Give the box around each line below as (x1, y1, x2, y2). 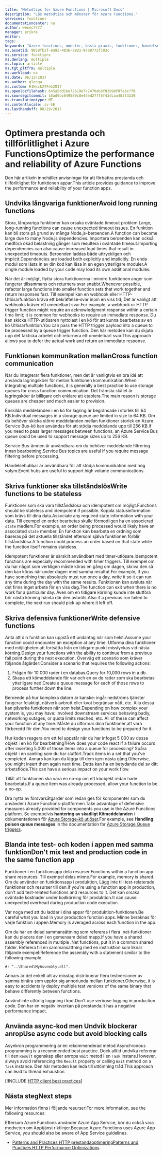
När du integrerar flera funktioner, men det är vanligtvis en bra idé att (5, 372, 143, 378)
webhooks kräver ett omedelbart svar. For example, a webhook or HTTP (5, 301, 148, 307)
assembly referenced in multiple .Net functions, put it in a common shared (5, 939, 153, 945)
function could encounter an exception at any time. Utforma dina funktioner (5, 640, 156, 645)
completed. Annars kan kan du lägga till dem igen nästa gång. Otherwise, (5, 756, 150, 762)
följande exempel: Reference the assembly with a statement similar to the (5, 950, 150, 955)
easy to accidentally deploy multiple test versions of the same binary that (5, 983, 151, 989)
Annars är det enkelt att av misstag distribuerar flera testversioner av (5, 972, 143, 978)
